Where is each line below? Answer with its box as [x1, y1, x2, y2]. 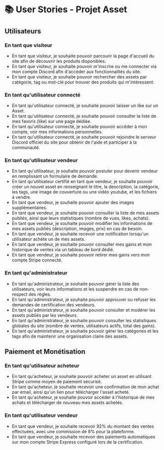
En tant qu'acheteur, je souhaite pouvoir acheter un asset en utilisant [11, 374, 152, 379]
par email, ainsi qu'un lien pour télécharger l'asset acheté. [11, 389, 130, 395]
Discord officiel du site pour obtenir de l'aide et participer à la [11, 139, 137, 146]
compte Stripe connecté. [11, 257, 63, 263]
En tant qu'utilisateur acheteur [4, 362, 80, 369]
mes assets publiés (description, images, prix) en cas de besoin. [11, 225, 143, 232]
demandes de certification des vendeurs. [11, 301, 96, 307]
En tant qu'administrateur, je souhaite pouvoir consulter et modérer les [11, 307, 156, 313]
